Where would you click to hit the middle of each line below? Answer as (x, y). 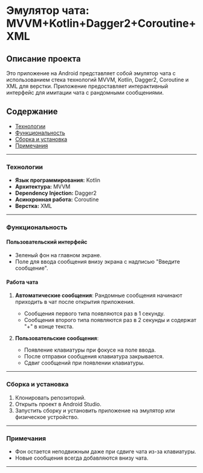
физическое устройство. (47, 417)
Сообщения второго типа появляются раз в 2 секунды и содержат (110, 320)
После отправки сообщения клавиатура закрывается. (94, 357)
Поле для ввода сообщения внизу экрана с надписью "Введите (97, 262)
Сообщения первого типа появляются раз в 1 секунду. (94, 314)
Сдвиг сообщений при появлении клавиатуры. (84, 363)
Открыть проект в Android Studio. (58, 404)
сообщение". (31, 268)
